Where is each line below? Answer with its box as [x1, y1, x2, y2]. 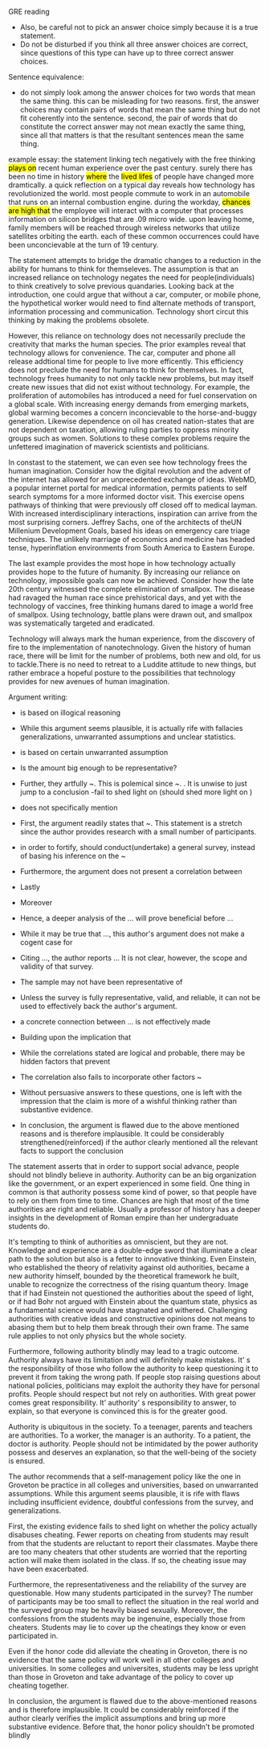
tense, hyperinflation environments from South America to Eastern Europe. [8, 543, 255, 552]
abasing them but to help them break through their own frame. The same [8, 1323, 249, 1332]
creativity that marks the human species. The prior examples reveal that [8, 339, 247, 349]
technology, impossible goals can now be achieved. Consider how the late [8, 576, 255, 585]
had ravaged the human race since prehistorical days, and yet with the [8, 593, 242, 602]
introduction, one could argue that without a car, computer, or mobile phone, [8, 289, 261, 299]
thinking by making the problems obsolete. [8, 315, 150, 325]
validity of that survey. [19, 962, 94, 971]
